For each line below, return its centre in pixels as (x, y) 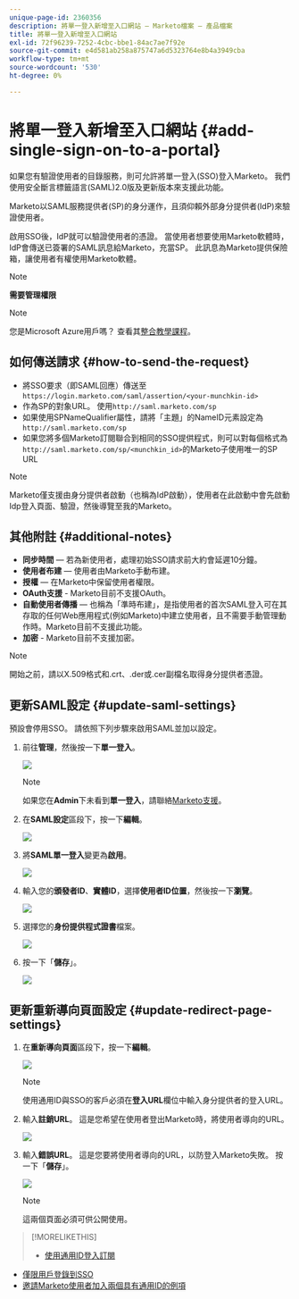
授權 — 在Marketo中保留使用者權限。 (91, 582)
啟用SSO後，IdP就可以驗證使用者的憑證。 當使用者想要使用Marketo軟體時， (149, 236)
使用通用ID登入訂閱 (80, 1255)
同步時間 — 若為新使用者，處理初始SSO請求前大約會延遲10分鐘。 (142, 560)
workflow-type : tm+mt (50, 59)
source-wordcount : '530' (55, 68)
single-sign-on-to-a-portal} (115, 150)
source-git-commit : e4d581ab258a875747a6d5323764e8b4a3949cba (127, 51)
